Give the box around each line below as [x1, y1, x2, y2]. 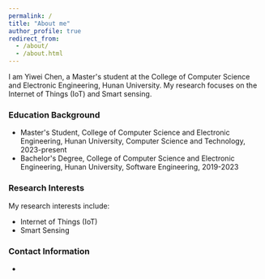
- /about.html [15, 49, 63, 58]
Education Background [8, 109, 100, 120]
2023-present [19, 145, 67, 155]
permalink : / [8, 11, 53, 20]
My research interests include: [8, 200, 110, 211]
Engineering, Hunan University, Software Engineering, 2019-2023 [19, 162, 239, 172]
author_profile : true [8, 27, 82, 35]
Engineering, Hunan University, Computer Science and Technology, [19, 136, 246, 146]
